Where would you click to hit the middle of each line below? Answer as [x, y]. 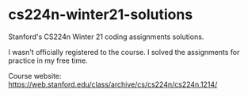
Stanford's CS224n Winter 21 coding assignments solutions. [106, 37]
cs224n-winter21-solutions [101, 15]
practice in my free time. [48, 60]
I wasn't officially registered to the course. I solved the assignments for [124, 52]
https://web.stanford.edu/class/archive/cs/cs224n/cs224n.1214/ [113, 84]
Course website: [35, 76]
